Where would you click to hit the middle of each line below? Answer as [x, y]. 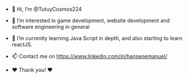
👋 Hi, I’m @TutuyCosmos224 [47, 9]
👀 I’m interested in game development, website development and [91, 20]
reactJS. [22, 45]
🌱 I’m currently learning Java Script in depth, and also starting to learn [97, 38]
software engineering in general [51, 27]
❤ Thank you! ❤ [32, 70]
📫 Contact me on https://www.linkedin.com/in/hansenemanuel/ [89, 56]
